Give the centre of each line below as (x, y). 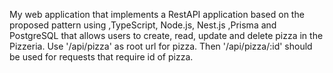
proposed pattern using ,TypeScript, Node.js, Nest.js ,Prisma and (143, 25)
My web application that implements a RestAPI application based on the (157, 14)
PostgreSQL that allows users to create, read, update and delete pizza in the (166, 35)
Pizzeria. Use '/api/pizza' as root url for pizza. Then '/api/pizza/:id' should (161, 46)
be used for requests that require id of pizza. (101, 57)
